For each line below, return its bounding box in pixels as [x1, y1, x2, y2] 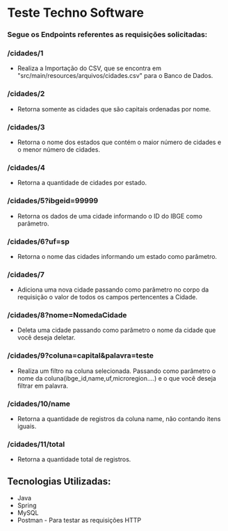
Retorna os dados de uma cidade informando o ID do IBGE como [17, 212, 203, 220]
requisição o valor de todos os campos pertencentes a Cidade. [17, 293, 198, 301]
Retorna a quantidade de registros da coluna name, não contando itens [17, 415, 221, 423]
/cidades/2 [7, 89, 45, 99]
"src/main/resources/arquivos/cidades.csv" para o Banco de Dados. [17, 72, 213, 80]
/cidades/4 [7, 162, 45, 172]
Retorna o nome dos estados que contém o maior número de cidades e [17, 138, 222, 146]
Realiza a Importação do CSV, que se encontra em [17, 64, 162, 72]
